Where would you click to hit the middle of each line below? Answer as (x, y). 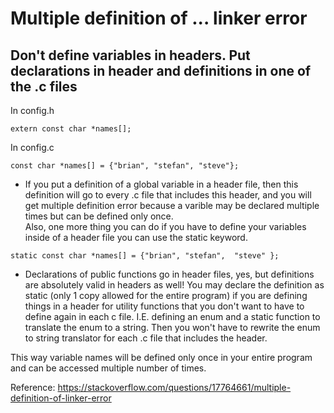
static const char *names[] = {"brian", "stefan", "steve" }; (145, 256)
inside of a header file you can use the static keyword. (136, 237)
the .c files (44, 86)
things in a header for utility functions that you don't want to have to (164, 306)
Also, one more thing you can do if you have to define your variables (165, 226)
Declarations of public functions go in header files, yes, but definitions (169, 274)
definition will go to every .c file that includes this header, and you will (168, 195)
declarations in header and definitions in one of (161, 70)
